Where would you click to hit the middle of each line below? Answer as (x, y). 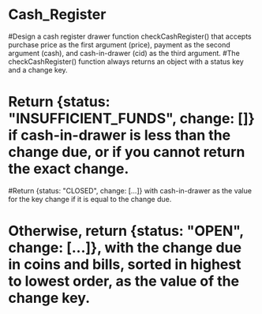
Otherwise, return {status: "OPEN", (126, 231)
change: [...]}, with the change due (125, 248)
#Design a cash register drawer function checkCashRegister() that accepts (130, 36)
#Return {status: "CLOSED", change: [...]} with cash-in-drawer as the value (130, 190)
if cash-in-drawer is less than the (120, 135)
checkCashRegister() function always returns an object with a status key (126, 62)
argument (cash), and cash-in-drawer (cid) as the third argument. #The (124, 53)
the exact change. (69, 169)
